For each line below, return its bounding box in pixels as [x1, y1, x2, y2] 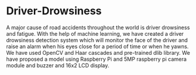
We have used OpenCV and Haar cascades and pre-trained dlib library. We [6, 49, 191, 56]
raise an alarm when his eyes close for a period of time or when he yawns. [6, 43, 189, 50]
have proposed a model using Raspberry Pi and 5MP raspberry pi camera [6, 55, 187, 62]
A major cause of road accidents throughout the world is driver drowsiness [6, 24, 190, 31]
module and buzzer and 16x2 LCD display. [6, 61, 110, 69]
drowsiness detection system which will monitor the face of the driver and [6, 36, 188, 43]
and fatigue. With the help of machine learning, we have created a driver [6, 30, 184, 37]
